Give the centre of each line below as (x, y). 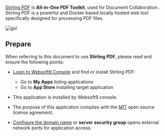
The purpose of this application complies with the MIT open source (84, 107)
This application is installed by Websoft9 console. (65, 97)
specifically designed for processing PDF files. (55, 18)
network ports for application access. (52, 128)
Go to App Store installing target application (67, 87)
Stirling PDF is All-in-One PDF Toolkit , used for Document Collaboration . (83, 7)
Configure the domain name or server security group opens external (86, 122)
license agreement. (33, 112)
